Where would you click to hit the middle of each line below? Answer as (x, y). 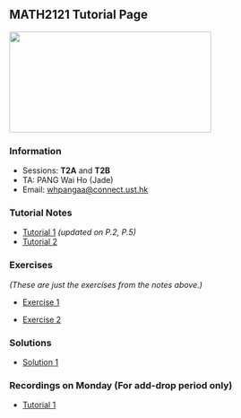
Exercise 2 (42, 319)
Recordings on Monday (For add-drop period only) (121, 385)
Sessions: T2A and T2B (66, 170)
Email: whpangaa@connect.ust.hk (85, 190)
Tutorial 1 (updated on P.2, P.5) (79, 232)
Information (35, 151)
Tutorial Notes (41, 213)
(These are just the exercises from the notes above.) (106, 284)
